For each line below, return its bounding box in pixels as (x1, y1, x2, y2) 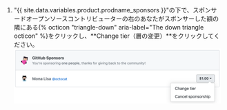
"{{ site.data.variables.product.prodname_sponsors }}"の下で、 (13, 6, 193, 14)
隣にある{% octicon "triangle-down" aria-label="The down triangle (13, 23, 204, 31)
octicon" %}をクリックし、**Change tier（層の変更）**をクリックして (13, 32, 214, 40)
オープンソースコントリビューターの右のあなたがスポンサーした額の (26, 14, 219, 23)
